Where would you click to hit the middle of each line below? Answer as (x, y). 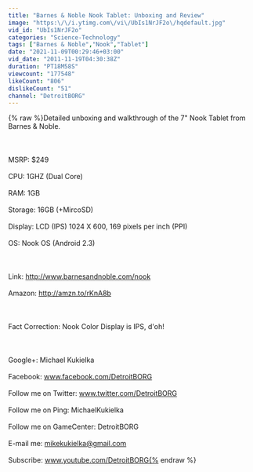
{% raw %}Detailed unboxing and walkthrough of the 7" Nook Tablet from (127, 118)
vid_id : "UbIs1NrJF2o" (45, 30)
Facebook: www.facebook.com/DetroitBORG (80, 377)
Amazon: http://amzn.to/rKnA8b (60, 293)
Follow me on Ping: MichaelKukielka (66, 410)
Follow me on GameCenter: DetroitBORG (74, 427)
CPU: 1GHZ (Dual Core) (46, 177)
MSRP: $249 (29, 160)
